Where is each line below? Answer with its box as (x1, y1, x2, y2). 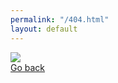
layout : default (10, 24, 78, 34)
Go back (10, 61, 46, 73)
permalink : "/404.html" (10, 14, 110, 25)
